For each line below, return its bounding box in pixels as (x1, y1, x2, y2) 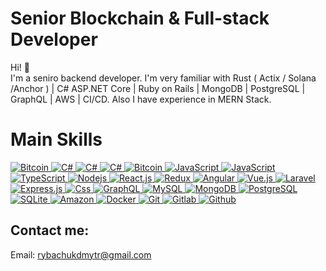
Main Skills (10, 128, 103, 151)
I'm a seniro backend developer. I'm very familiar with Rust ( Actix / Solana (10, 72, 317, 84)
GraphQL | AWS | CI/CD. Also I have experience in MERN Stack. (10, 93, 272, 105)
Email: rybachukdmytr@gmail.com (10, 248, 152, 261)
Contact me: (10, 222, 90, 239)
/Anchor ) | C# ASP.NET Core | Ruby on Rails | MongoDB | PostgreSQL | (10, 82, 306, 94)
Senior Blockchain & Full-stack (10, 7, 270, 30)
